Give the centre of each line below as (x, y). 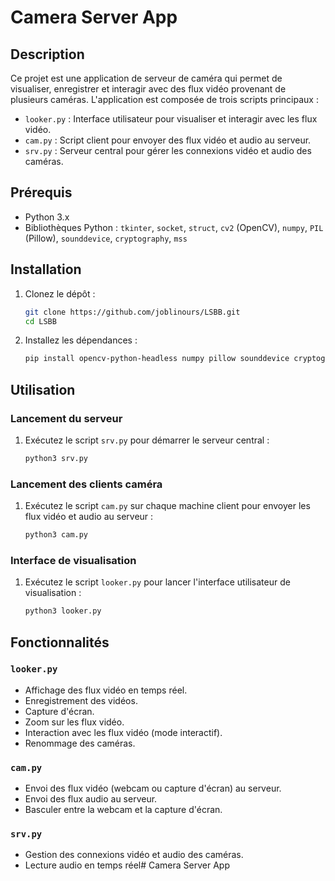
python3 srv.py (56, 458)
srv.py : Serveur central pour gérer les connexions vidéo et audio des (168, 150)
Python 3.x (47, 217)
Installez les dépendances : (81, 340)
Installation (46, 269)
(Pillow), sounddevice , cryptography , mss (106, 238)
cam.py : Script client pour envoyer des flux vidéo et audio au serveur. (168, 140)
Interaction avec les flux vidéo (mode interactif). (123, 732)
